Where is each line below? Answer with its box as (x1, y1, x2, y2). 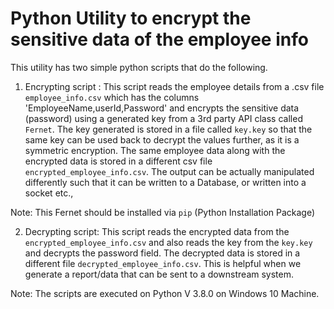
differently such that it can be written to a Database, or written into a (24, 176, 307, 188)
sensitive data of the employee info (10, 28, 309, 51)
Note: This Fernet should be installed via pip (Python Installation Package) (10, 206, 316, 218)
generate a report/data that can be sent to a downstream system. (24, 268, 295, 280)
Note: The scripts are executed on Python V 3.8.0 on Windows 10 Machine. (10, 287, 320, 299)
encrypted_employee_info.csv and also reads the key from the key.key (24, 236, 313, 248)
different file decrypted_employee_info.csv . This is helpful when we (24, 257, 302, 269)
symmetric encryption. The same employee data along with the (24, 144, 286, 156)
